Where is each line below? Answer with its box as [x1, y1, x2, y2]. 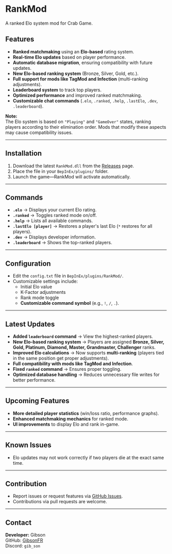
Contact [5, 518, 32, 527]
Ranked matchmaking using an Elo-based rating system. [12, 48, 135, 54]
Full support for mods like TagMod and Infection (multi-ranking [12, 75, 148, 82]
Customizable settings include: [12, 278, 78, 285]
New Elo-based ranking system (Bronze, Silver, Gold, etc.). [12, 70, 139, 76]
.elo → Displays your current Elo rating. [12, 207, 97, 213]
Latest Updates [5, 320, 55, 328]
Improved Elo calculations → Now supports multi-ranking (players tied [12, 350, 164, 355]
